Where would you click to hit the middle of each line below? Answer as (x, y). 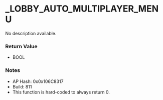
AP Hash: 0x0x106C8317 (38, 81)
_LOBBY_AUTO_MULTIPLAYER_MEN (82, 9)
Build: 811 (22, 86)
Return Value (21, 46)
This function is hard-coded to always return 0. (61, 92)
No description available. (31, 33)
